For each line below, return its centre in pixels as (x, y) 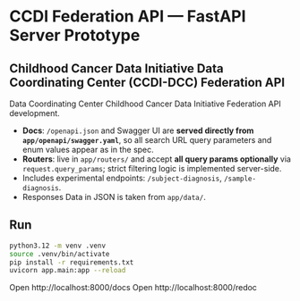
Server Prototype (75, 35)
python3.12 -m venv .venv (57, 246)
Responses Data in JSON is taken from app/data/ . (114, 197)
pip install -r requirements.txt (72, 262)
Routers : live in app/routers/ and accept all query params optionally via (156, 159)
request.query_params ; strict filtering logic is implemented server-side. (152, 168)
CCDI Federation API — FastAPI (128, 17)
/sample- (240, 179)
